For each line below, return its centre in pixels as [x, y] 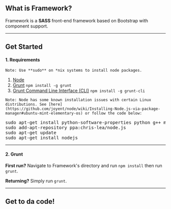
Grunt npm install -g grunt [42, 85]
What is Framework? [39, 8]
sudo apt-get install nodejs [41, 138]
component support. [27, 26]
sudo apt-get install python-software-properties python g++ [83, 123]
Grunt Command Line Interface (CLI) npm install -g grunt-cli [79, 91]
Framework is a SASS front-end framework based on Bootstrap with [77, 20]
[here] [55, 105]
